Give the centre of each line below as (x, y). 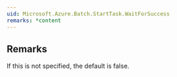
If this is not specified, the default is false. (68, 66)
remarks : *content (34, 20)
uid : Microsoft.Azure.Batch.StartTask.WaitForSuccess (88, 14)
